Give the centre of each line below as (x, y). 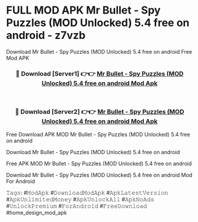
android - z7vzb (46, 35)
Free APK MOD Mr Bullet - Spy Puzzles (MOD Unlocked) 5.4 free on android (99, 164)
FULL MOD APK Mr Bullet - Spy (84, 10)
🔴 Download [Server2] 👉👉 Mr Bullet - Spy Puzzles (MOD (100, 112)
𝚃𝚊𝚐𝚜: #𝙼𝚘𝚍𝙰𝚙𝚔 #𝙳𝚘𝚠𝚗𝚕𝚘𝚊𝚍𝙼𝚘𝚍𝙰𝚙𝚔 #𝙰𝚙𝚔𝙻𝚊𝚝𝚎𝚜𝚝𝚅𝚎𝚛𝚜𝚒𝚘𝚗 (87, 192)
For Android (21, 181)
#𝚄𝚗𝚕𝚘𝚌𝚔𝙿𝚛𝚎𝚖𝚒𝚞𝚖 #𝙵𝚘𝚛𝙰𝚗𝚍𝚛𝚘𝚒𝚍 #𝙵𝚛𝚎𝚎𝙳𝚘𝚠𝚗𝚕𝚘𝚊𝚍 (76, 206)
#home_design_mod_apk (36, 213)
